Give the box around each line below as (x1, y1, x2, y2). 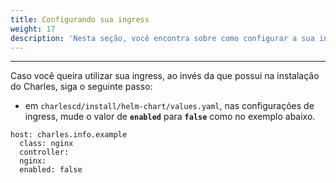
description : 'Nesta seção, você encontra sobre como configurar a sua (10, 33, 315, 43)
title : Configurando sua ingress (10, 14, 150, 25)
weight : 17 (10, 24, 56, 34)
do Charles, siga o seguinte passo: (10, 81, 153, 93)
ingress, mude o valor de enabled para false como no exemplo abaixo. (24, 111, 316, 123)
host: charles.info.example (10, 130, 128, 140)
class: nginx (19, 139, 74, 149)
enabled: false (19, 165, 83, 175)
